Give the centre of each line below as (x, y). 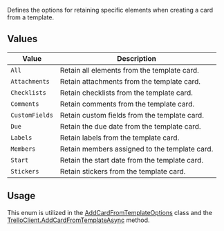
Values (22, 39)
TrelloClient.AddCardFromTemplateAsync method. (78, 220)
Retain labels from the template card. (120, 138)
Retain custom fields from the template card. (132, 115)
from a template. (30, 17)
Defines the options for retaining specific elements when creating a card (110, 10)
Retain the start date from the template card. (132, 160)
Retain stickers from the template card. (123, 171)
